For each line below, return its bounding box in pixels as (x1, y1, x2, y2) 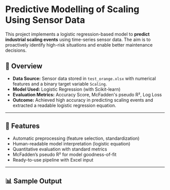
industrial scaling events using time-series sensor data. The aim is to (5, 36, 151, 43)
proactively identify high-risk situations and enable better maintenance (5, 42, 153, 48)
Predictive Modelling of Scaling (5, 4, 140, 15)
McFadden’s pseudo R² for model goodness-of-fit (12, 151, 117, 158)
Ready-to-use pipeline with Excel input (12, 157, 94, 163)
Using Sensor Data (5, 14, 85, 26)
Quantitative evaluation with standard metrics (12, 146, 107, 152)
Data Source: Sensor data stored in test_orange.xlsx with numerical (12, 75, 156, 82)
